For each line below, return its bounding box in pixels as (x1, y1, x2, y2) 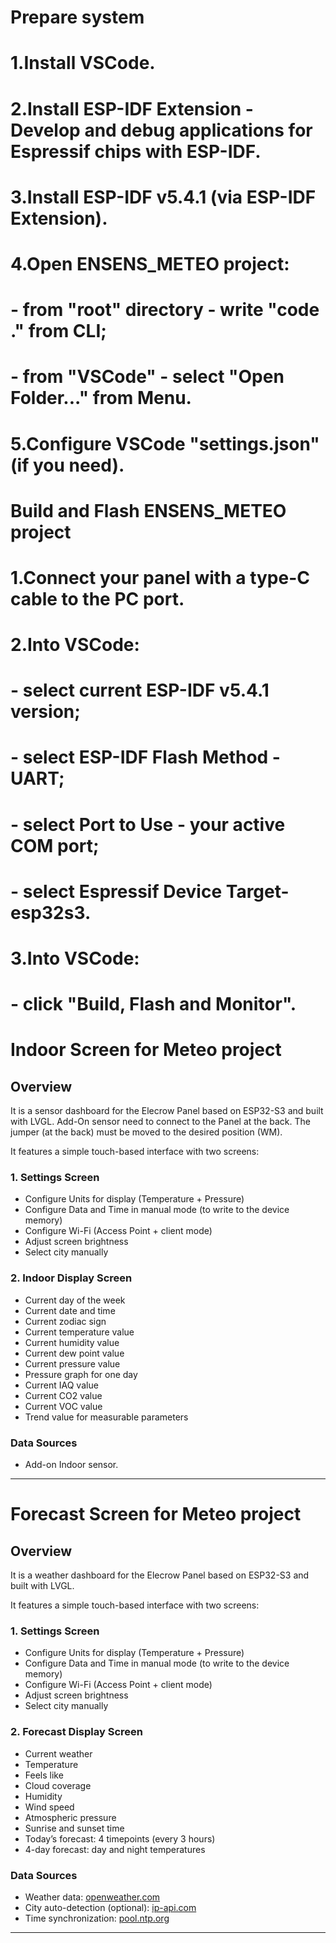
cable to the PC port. (10, 587, 185, 610)
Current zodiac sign (24, 1315, 107, 1327)
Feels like (24, 1769, 64, 1781)
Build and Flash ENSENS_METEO (10, 499, 287, 522)
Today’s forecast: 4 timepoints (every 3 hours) (24, 1832, 216, 1845)
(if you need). (10, 454, 125, 476)
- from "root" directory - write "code (10, 299, 320, 321)
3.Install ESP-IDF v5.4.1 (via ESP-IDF (10, 186, 317, 208)
